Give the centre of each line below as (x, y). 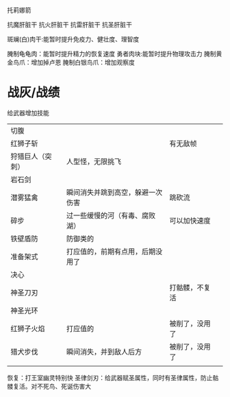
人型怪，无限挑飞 (94, 161)
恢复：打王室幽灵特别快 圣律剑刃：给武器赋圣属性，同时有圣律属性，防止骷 (113, 377)
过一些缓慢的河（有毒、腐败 (111, 215)
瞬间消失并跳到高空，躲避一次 (114, 192)
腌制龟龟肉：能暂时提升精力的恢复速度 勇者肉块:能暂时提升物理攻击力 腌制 (112, 54)
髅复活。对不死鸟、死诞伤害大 (49, 386)
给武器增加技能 (28, 112)
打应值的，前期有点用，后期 (111, 251)
